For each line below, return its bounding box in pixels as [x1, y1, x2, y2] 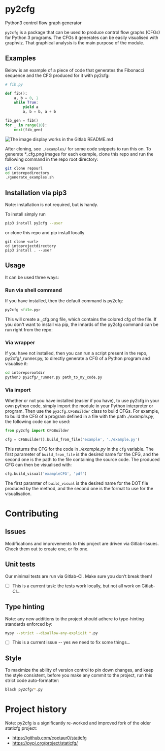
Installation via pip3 [5, 188, 67, 197]
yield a [23, 105, 38, 109]
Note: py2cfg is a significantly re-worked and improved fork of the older [5, 720, 151, 726]
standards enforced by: [5, 621, 53, 627]
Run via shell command [5, 286, 62, 293]
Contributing [5, 508, 59, 519]
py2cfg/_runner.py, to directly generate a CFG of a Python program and [5, 356, 150, 361]
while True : [14, 100, 38, 105]
